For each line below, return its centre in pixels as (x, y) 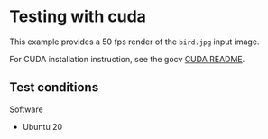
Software (26, 109)
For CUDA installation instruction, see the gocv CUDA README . (127, 59)
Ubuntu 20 (42, 126)
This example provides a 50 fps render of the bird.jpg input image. (134, 42)
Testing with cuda (78, 17)
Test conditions (54, 88)
